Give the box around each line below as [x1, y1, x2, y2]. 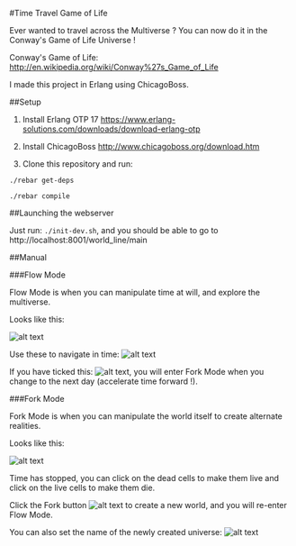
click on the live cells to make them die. [9, 482, 156, 493]
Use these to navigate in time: [9, 349, 120, 359]
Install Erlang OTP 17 [22, 114, 99, 124]
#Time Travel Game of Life [9, 8, 108, 18]
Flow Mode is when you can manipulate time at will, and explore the [9, 287, 261, 297]
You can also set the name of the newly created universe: [9, 527, 222, 537]
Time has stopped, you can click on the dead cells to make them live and [9, 473, 279, 483]
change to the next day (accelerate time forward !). [9, 376, 198, 387]
